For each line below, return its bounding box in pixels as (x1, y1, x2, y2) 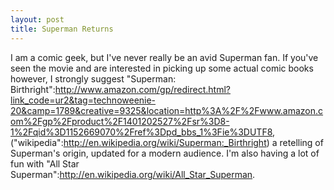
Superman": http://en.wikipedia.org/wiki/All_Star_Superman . (10, 168, 256, 180)
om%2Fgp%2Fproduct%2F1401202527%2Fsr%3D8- (10, 115, 230, 127)
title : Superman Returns (10, 24, 114, 34)
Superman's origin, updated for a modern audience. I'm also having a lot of (10, 147, 320, 159)
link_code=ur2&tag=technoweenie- (10, 94, 157, 106)
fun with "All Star (10, 157, 80, 170)
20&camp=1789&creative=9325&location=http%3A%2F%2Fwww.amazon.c (10, 104, 324, 116)
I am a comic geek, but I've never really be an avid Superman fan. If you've (10, 51, 319, 63)
